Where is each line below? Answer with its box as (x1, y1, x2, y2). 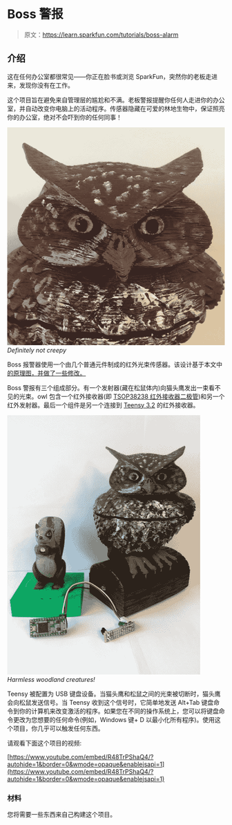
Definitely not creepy (7, 346, 67, 354)
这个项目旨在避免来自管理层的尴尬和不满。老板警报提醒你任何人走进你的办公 (7, 95, 225, 104)
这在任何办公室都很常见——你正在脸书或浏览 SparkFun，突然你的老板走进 (7, 72, 218, 80)
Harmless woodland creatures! (7, 675, 95, 683)
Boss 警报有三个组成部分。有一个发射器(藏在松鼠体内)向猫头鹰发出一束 (7, 383, 209, 391)
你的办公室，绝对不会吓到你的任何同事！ (7, 113, 122, 121)
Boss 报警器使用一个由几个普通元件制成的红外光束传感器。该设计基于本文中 (7, 360, 223, 369)
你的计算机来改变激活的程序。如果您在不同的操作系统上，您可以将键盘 (19, 707, 219, 715)
